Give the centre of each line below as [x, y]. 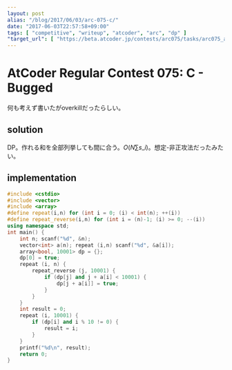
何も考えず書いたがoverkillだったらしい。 [66, 108]
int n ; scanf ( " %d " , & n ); [55, 238]
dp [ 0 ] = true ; [40, 258]
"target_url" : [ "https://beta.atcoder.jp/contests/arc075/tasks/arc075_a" [118, 39]
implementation [42, 178]
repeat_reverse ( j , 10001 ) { [74, 271]
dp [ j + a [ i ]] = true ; [87, 283]
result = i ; [61, 329]
